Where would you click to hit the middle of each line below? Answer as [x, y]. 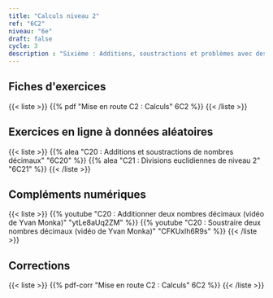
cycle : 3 [23, 46]
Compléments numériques [77, 195]
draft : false [30, 39]
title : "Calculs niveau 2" [54, 16]
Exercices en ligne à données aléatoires [111, 132]
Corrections [39, 265]
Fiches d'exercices [57, 87]
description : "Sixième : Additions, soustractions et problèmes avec [130, 54]
